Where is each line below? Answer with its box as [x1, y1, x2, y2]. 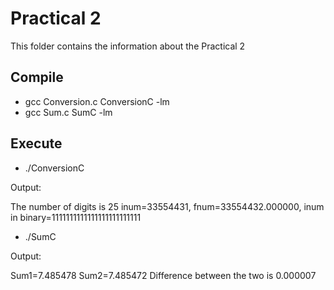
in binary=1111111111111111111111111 [10, 211, 142, 223]
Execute [10, 135, 63, 152]
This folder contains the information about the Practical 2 [10, 40, 246, 52]
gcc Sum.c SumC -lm [24, 106, 113, 118]
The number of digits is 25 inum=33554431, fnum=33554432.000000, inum [10, 200, 325, 212]
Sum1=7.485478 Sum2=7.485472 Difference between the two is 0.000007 [10, 269, 317, 281]
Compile [10, 69, 64, 86]
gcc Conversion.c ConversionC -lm [24, 95, 170, 107]
